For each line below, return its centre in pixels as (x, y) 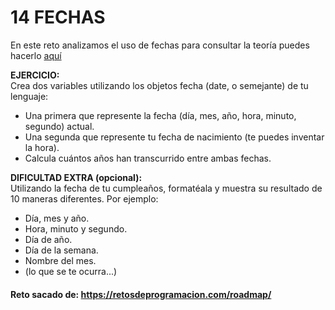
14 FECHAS (58, 17)
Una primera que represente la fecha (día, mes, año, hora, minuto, (160, 115)
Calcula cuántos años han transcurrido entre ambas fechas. (148, 158)
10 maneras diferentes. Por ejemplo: (84, 198)
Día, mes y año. (57, 218)
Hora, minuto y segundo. (76, 228)
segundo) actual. (59, 126)
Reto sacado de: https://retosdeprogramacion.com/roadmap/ (141, 294)
